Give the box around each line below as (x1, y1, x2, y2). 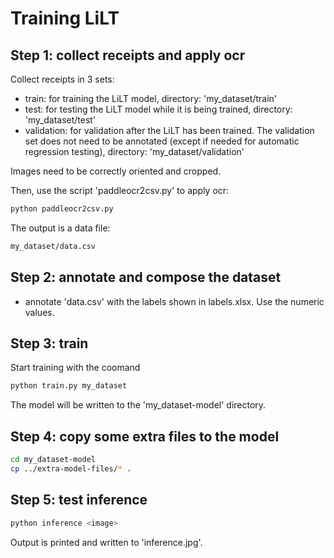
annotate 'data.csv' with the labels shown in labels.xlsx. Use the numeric (24, 295, 325, 307)
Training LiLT (10, 7, 120, 30)
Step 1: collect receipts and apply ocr (10, 47, 246, 64)
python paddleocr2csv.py (10, 204, 114, 214)
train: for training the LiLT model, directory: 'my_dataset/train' (24, 93, 278, 104)
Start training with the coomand (10, 362, 141, 374)
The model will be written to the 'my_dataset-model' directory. (10, 399, 267, 411)
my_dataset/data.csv (10, 241, 97, 251)
